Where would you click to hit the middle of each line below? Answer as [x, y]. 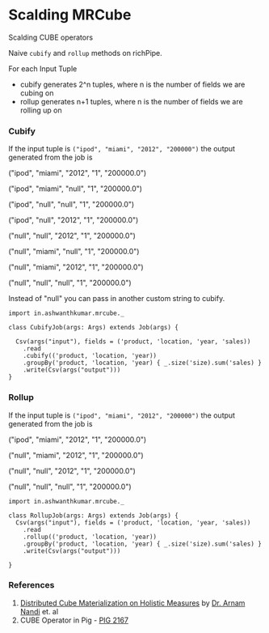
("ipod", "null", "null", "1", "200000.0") [71, 205]
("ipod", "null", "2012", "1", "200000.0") [74, 220]
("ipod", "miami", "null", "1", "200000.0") [76, 189]
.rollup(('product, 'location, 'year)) [90, 537]
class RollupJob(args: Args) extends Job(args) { [94, 516]
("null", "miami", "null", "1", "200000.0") [74, 252]
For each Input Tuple [43, 68]
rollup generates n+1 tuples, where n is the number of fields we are [132, 101]
